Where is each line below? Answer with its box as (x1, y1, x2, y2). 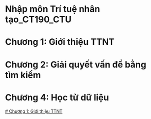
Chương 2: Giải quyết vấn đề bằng (5, 59, 147, 70)
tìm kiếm (5, 69, 41, 81)
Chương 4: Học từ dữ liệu (5, 92, 109, 103)
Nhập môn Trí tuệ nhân (5, 3, 100, 15)
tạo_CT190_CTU (5, 14, 72, 25)
